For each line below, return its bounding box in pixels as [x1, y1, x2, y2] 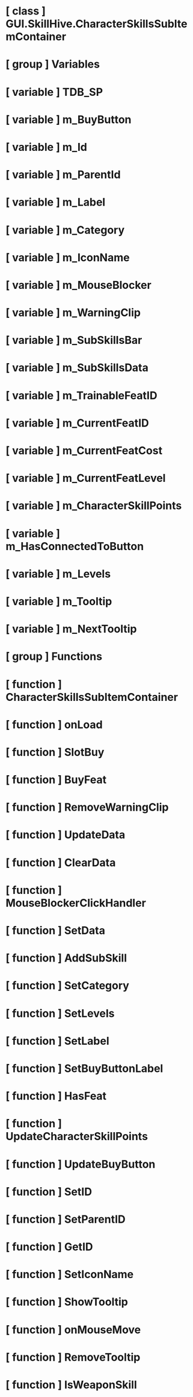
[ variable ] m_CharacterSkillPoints [5, 499, 182, 513]
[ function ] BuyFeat [5, 773, 106, 787]
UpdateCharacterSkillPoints [5, 1130, 149, 1144]
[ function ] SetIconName [5, 1268, 134, 1281]
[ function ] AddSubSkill [5, 951, 127, 965]
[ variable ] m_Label [5, 195, 106, 209]
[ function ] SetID [5, 1185, 93, 1199]
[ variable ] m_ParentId [5, 168, 121, 182]
